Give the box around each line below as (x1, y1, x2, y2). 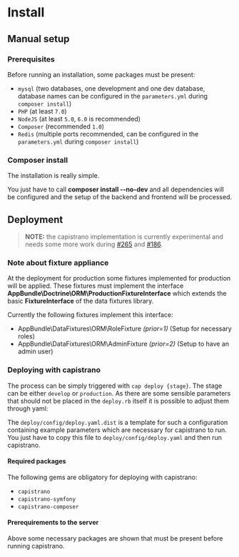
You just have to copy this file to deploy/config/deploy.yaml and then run (7, 433, 223, 441)
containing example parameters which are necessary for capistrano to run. (7, 426, 227, 434)
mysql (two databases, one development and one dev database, (17, 84, 205, 93)
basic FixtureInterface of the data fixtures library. (7, 297, 154, 306)
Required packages (7, 457, 66, 466)
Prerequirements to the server (7, 518, 99, 527)
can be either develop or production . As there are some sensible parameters (7, 388, 231, 397)
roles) (17, 332, 36, 341)
